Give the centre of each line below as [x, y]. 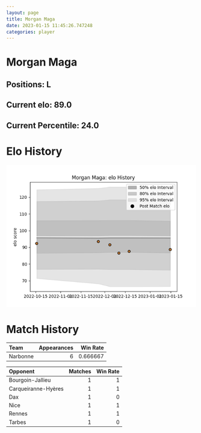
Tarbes [17, 422]
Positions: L [29, 84]
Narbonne [21, 357]
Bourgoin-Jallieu [30, 380]
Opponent [22, 372]
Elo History [34, 151]
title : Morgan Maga [31, 19]
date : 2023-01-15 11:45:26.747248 [50, 25]
